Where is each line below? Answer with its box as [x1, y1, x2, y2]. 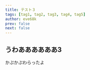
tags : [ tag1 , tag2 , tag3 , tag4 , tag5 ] [5, 12, 86, 17]
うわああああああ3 [5, 45, 62, 54]
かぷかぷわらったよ [5, 59, 45, 65]
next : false [5, 26, 30, 31]
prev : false [5, 21, 30, 26]
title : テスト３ [5, 7, 36, 12]
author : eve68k [5, 16, 37, 21]
